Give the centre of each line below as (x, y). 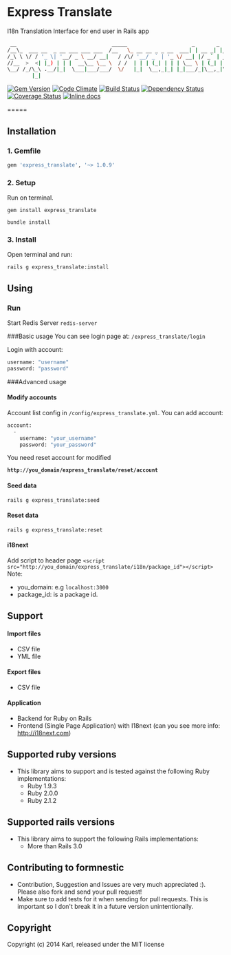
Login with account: (35, 350)
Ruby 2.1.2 (42, 800)
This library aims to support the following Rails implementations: (108, 839)
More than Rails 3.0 (55, 846)
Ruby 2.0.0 (43, 793)
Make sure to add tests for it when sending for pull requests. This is (112, 899)
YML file (29, 656)
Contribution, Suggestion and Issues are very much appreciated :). (111, 884)
